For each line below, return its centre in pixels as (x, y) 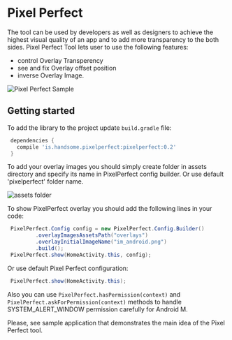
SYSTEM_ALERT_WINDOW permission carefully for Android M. (98, 309)
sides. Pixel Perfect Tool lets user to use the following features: (98, 47)
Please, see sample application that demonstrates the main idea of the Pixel (116, 323)
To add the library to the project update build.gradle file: (89, 128)
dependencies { (32, 140)
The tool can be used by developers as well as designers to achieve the (110, 32)
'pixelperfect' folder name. (45, 182)
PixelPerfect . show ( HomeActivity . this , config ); (81, 255)
